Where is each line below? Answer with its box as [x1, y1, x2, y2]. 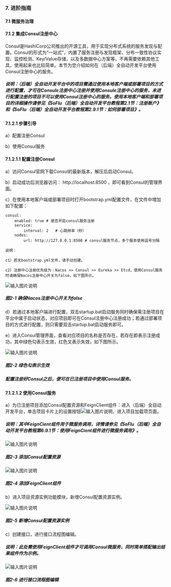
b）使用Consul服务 [5, 144, 45, 150]
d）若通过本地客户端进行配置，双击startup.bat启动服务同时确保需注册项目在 [5, 309, 164, 315]
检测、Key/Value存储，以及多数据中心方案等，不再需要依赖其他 [22, 55, 155, 62]
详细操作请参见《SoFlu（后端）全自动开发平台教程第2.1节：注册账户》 [14, 100, 161, 106]
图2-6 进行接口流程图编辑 [5, 576, 59, 582]
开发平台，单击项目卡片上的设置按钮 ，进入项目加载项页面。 [5, 408, 161, 414]
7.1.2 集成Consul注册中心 [5, 31, 58, 37]
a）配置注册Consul [5, 132, 45, 138]
